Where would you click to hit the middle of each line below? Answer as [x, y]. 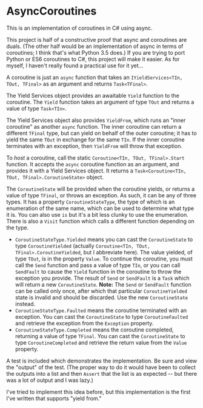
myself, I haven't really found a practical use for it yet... [75, 66]
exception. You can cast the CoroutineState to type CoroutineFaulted [101, 316]
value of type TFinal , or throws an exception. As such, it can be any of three [101, 195]
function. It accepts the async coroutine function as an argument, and [93, 164]
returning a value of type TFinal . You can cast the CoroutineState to [100, 336]
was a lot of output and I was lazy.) [50, 380]
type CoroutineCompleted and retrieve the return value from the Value [101, 342]
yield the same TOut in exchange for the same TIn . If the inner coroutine [95, 139]
